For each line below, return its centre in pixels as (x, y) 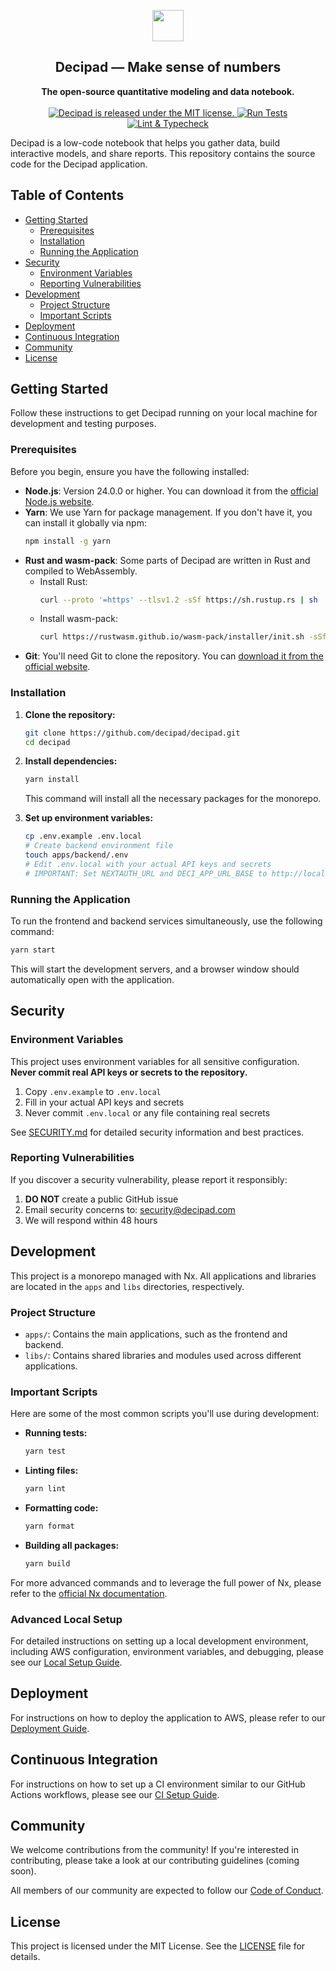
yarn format (49, 1526)
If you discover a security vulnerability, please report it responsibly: (149, 1179)
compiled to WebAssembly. (81, 571)
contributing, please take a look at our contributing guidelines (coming (155, 1861)
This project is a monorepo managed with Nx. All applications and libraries (163, 1276)
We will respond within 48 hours (91, 1220)
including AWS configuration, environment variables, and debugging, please (167, 1652)
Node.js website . (59, 501)
